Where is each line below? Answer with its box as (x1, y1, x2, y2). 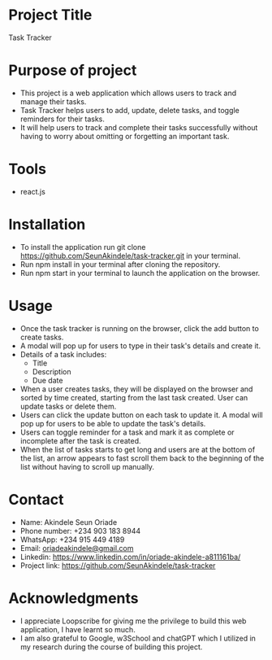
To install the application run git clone (19, 242, 146, 251)
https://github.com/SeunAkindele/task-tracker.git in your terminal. (19, 251, 241, 260)
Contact (8, 490, 64, 509)
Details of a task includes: (19, 349, 107, 359)
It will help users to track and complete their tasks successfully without (19, 122, 258, 132)
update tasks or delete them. (19, 401, 117, 411)
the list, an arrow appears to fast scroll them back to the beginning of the (19, 453, 265, 463)
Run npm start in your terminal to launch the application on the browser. (19, 268, 261, 278)
